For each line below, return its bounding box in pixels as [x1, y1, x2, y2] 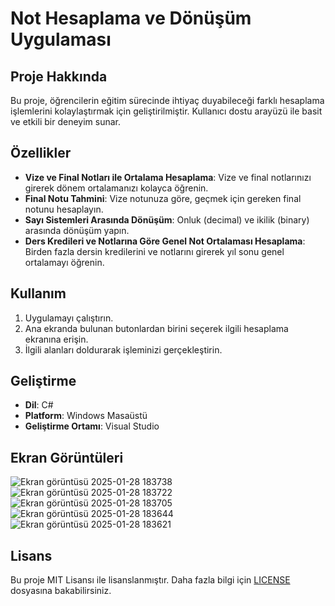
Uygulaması [10, 28, 112, 51]
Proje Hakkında [10, 68, 108, 85]
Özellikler [10, 145, 72, 162]
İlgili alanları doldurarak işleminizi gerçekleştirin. [24, 343, 223, 356]
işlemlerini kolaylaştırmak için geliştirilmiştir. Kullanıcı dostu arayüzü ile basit [10, 105, 323, 117]
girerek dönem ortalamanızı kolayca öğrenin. [24, 182, 209, 194]
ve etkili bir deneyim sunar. [10, 116, 121, 127]
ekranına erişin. [24, 333, 89, 345]
